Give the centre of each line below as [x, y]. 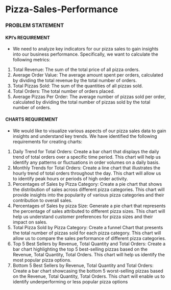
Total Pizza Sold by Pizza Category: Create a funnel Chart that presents [88, 227]
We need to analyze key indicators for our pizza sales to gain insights [86, 49]
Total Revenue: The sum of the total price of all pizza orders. [76, 69]
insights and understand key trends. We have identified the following [85, 136]
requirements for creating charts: [47, 141]
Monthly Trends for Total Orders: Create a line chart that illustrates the [87, 167]
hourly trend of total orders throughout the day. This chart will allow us [87, 173]
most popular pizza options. [42, 260]
